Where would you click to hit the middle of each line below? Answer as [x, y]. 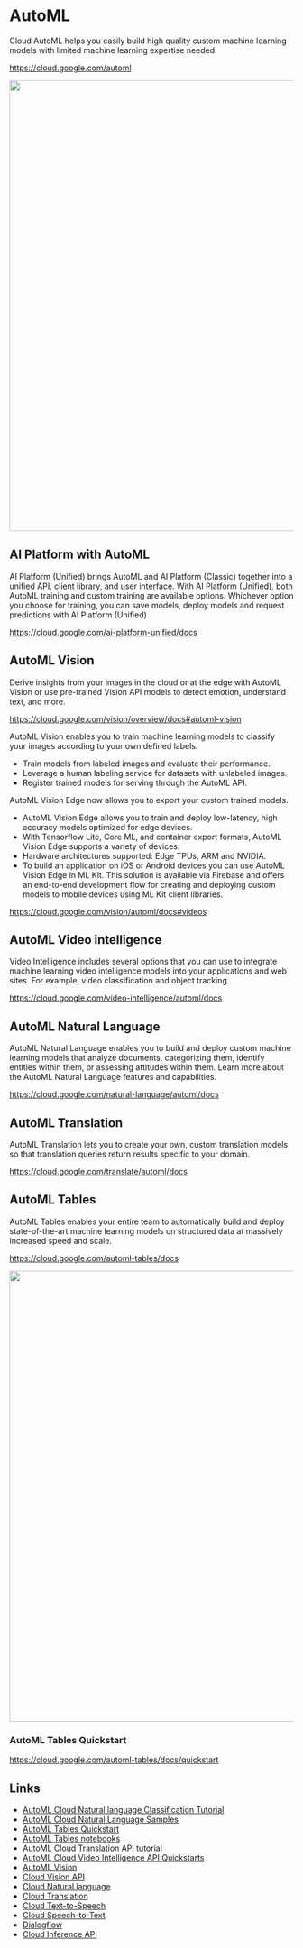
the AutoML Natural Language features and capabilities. [113, 1077]
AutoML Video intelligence [86, 940]
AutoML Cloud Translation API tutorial [92, 1848]
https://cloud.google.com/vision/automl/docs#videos [108, 911]
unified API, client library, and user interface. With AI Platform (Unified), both [151, 586]
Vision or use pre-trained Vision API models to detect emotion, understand [148, 691]
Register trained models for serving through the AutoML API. [135, 782]
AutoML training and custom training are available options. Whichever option [151, 595]
